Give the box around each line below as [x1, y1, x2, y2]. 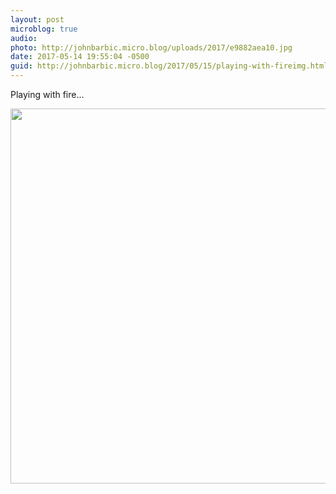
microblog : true [10, 24, 78, 34]
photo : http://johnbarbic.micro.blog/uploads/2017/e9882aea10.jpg [10, 42, 293, 53]
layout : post [10, 14, 65, 25]
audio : [10, 33, 38, 43]
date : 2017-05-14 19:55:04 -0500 [10, 52, 150, 62]
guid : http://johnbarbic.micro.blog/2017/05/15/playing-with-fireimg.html [10, 61, 329, 71]
